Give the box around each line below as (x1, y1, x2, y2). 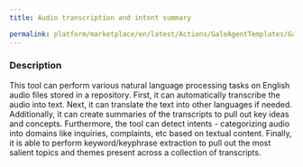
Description (9, 60, 62, 72)
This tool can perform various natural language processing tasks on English (9, 79, 290, 90)
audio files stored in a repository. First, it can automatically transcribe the (9, 89, 281, 100)
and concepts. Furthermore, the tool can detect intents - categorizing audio (9, 118, 290, 129)
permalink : (9, 29, 50, 39)
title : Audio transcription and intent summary (9, 13, 192, 23)
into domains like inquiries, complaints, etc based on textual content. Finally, (9, 127, 292, 138)
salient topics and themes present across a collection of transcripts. (9, 146, 262, 158)
